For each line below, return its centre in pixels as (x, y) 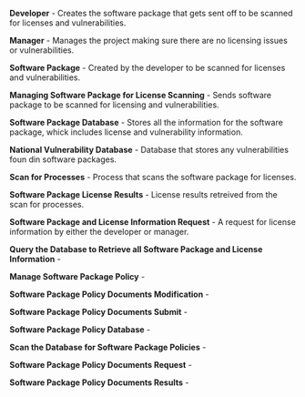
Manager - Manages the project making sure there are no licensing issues (149, 41)
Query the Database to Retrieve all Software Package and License (136, 249)
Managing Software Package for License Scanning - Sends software (140, 95)
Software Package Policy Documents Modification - (109, 294)
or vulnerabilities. (42, 50)
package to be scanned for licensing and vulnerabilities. (115, 105)
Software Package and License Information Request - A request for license (152, 222)
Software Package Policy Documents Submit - (99, 312)
